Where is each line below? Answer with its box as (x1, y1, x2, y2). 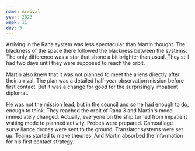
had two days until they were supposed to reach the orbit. (6, 60, 145, 67)
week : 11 (6, 19, 27, 25)
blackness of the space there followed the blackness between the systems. (6, 47, 188, 54)
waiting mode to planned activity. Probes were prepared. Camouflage (6, 119, 173, 126)
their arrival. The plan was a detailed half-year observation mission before (6, 77, 184, 84)
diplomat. (6, 90, 29, 97)
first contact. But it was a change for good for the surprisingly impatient (6, 83, 179, 91)
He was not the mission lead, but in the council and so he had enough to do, (6, 101, 189, 108)
